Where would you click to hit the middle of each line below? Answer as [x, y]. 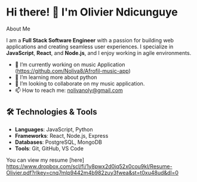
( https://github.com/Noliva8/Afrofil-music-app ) [73, 70]
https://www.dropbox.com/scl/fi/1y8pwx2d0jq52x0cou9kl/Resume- [89, 166]
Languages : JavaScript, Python [54, 129]
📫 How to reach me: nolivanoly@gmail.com [69, 90]
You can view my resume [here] [45, 160]
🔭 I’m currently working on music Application [70, 64]
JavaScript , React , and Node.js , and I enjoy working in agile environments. [99, 53]
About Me [19, 29]
